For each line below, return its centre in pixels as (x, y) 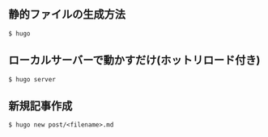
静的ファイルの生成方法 (67, 15)
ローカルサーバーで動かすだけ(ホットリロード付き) (134, 60)
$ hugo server (32, 79)
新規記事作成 (40, 106)
